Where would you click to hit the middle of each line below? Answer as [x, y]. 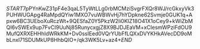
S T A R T [15, 9]
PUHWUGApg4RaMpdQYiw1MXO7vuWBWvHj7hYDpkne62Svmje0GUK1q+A [99, 15]
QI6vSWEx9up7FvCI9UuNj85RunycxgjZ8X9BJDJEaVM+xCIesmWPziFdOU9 [99, 27]
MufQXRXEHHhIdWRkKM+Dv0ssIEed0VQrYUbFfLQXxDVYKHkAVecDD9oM [99, 34]
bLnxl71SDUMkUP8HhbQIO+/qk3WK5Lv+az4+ [64, 40]
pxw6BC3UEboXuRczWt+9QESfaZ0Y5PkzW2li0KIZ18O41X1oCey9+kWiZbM [99, 21]
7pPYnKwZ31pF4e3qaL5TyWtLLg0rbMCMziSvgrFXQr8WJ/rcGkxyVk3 [109, 9]
